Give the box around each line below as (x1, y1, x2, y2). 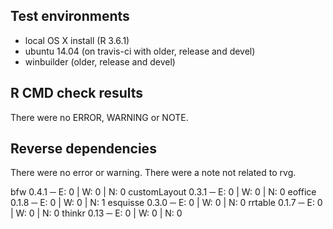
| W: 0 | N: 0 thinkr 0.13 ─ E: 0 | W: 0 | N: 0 (10, 207, 183, 219)
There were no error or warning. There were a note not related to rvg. (10, 167, 297, 179)
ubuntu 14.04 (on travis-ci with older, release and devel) (24, 45, 256, 57)
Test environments (10, 8, 130, 25)
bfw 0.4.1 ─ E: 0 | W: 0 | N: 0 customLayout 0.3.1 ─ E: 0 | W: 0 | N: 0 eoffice (10, 186, 317, 198)
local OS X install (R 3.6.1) (24, 34, 130, 46)
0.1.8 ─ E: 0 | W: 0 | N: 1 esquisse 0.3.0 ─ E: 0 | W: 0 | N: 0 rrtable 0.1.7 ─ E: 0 (10, 197, 323, 209)
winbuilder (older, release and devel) (24, 55, 176, 68)
